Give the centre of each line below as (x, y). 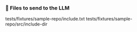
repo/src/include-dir (26, 24)
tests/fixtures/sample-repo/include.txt (45, 19)
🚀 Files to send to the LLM (38, 8)
